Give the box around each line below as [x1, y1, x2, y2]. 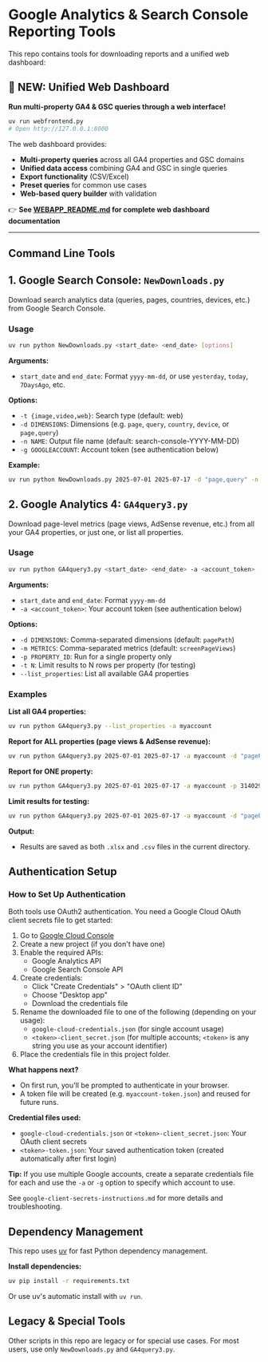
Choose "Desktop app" [31, 990, 108, 1000]
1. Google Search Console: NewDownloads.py [8, 274, 225, 287]
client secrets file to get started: [8, 916, 113, 925]
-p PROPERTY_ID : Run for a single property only [19, 651, 172, 661]
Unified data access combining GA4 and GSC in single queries [19, 163, 227, 172]
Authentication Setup [8, 865, 117, 878]
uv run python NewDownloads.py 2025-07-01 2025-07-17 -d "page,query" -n [8, 475, 259, 484]
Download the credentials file [31, 999, 128, 1008]
